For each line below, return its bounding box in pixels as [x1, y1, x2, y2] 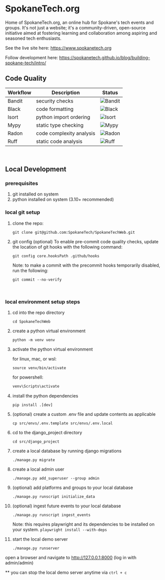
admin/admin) [5, 560, 34, 566]
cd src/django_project [12, 439, 60, 444]
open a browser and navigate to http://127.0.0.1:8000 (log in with [5, 554, 137, 560]
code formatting [36, 105, 74, 112]
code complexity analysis [36, 130, 95, 137]
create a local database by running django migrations [12, 448, 122, 454]
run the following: [12, 267, 49, 274]
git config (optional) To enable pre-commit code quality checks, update [12, 238, 159, 244]
